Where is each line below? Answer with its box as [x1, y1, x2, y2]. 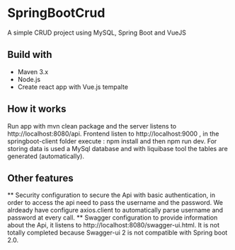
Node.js [17, 75, 41, 83]
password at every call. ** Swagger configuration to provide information [7, 213, 218, 222]
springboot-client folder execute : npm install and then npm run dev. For [7, 136, 217, 145]
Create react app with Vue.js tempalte [17, 83, 129, 91]
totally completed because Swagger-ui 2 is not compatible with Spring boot [7, 228, 228, 237]
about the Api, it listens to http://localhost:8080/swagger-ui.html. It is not [7, 221, 220, 230]
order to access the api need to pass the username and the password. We [7, 198, 223, 207]
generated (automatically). [7, 152, 85, 160]
